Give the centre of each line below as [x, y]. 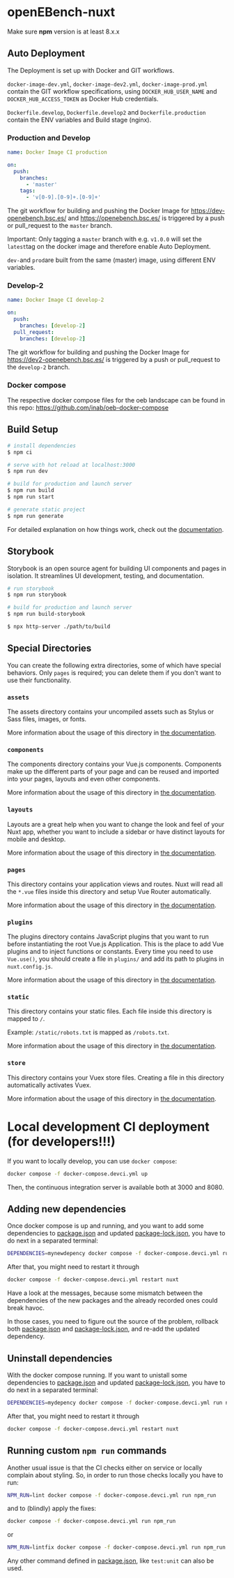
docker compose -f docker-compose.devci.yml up [78, 1174]
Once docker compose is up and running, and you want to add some [106, 1226]
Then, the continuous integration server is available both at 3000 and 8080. [116, 1187]
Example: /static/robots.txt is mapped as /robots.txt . [88, 1032]
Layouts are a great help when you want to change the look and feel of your [116, 824]
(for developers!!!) [62, 1142]
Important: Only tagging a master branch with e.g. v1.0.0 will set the [104, 239]
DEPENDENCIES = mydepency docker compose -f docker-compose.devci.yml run [115, 1403]
